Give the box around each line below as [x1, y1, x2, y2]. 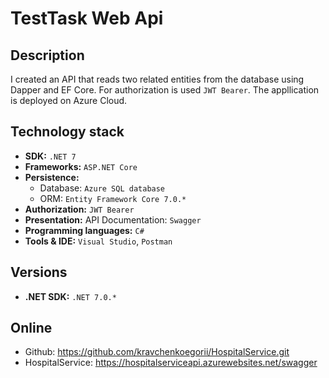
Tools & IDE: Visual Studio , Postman [24, 235, 173, 247]
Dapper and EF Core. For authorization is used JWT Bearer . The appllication [10, 84, 320, 96]
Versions [10, 264, 68, 281]
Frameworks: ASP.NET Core [24, 160, 138, 172]
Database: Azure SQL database [39, 182, 166, 194]
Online [10, 320, 53, 337]
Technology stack [10, 123, 125, 141]
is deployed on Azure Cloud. [10, 95, 128, 106]
